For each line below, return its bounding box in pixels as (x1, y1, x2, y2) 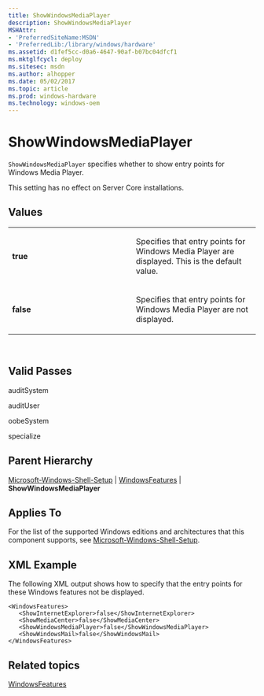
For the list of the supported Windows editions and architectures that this (8, 527, 245, 536)
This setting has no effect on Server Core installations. (8, 183, 185, 193)
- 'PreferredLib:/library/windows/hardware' (8, 41, 156, 49)
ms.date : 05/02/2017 (8, 77, 76, 85)
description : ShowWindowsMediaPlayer (8, 19, 132, 27)
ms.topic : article (8, 84, 68, 93)
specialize (8, 431, 41, 441)
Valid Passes (8, 365, 72, 378)
